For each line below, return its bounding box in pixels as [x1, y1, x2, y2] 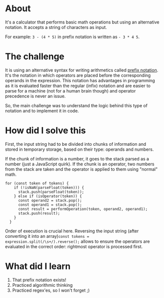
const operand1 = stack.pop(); [18, 202, 82, 207]
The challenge [5, 51, 65, 62]
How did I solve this [5, 125, 86, 136]
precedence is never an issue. [5, 93, 66, 99]
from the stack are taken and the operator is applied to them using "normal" [5, 166, 158, 172]
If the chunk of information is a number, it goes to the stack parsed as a [5, 156, 149, 161]
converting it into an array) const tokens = [5, 233, 90, 239]
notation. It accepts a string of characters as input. [5, 24, 107, 30]
